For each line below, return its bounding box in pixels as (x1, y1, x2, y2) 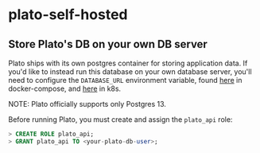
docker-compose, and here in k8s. (8, 84, 122, 93)
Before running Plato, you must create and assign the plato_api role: (8, 115, 233, 124)
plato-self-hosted (8, 6, 128, 24)
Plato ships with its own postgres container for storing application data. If (8, 58, 248, 68)
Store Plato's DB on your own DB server (8, 37, 208, 51)
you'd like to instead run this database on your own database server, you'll (8, 67, 252, 76)
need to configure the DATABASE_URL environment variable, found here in (8, 76, 243, 84)
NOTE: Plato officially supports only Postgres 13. (8, 100, 167, 108)
